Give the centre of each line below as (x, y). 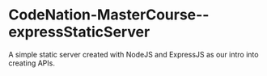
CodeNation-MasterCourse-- (109, 15)
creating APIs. (32, 63)
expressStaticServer (79, 32)
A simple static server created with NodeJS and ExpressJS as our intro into (133, 54)
